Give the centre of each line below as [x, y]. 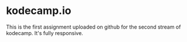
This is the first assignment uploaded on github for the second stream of [93, 27]
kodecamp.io [39, 11]
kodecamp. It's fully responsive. [45, 33]
